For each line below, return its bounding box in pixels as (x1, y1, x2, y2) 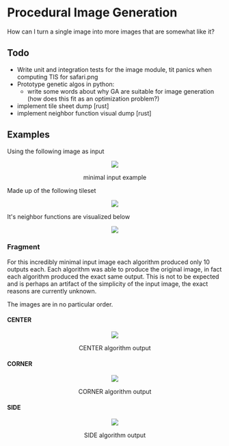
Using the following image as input (7, 147, 105, 155)
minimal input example (83, 173, 147, 181)
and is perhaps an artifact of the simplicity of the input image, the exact (7, 279, 208, 288)
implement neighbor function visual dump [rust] (16, 109, 152, 117)
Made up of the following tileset (7, 186, 96, 194)
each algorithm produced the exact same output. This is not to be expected (7, 272, 219, 280)
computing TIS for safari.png (16, 73, 98, 81)
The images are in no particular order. (7, 300, 113, 309)
